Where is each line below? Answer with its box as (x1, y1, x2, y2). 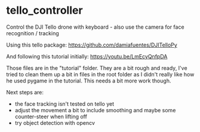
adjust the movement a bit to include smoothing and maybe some (14, 106, 176, 113)
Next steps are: (6, 88, 44, 96)
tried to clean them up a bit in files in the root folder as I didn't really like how (6, 70, 195, 78)
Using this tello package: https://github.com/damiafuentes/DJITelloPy (6, 41, 177, 48)
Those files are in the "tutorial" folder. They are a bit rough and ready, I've (6, 64, 187, 72)
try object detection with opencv (14, 119, 96, 126)
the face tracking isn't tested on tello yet (14, 100, 115, 108)
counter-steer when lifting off (14, 113, 88, 120)
